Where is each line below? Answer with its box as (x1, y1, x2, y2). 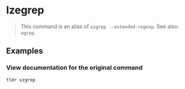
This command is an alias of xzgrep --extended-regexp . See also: (20, 23, 179, 30)
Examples (6, 46, 43, 56)
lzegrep (6, 4, 44, 17)
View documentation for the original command (6, 64, 143, 72)
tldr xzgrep (6, 77, 35, 83)
